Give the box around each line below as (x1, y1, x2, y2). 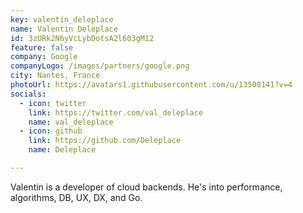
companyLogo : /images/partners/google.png (10, 61, 190, 71)
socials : (10, 89, 47, 99)
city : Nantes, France (10, 71, 101, 81)
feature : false (10, 42, 74, 53)
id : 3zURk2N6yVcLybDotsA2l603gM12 (10, 33, 155, 43)
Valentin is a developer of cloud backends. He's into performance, (10, 181, 283, 193)
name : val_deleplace (28, 117, 114, 127)
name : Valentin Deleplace (10, 24, 118, 34)
